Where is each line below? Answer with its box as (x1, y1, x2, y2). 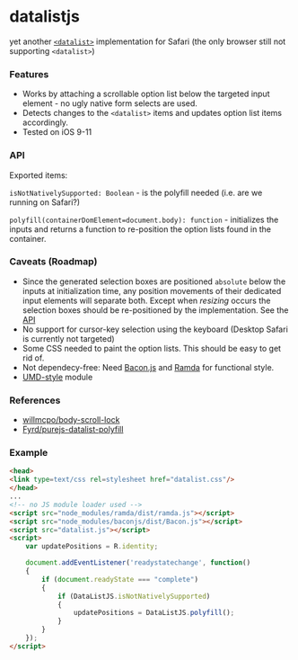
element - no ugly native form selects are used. (22, 98, 197, 109)
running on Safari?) (9, 196, 81, 208)
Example (9, 447, 48, 459)
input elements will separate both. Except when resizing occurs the (22, 295, 271, 306)
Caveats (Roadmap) (9, 255, 98, 268)
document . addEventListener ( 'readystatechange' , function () (25, 558, 251, 567)
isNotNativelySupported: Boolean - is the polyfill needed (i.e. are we (9, 187, 263, 198)
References (9, 394, 61, 406)
